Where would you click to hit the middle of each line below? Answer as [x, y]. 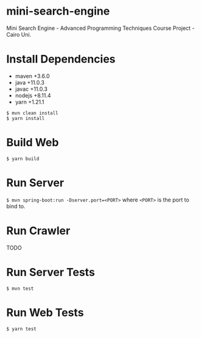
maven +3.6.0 [32, 76]
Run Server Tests [51, 272]
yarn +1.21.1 [30, 102]
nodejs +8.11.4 [33, 95]
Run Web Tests [45, 312]
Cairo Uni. [19, 34]
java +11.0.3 [30, 82]
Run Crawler [38, 231]
